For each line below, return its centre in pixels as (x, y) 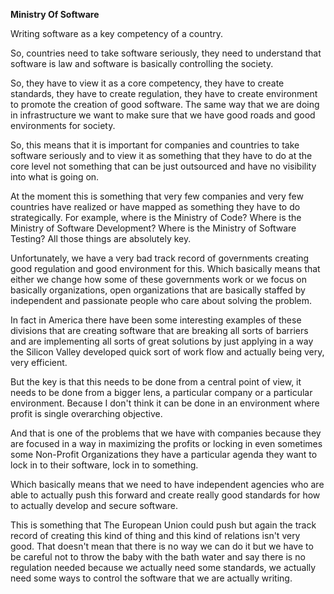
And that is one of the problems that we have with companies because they (166, 433)
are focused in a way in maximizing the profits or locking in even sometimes (166, 443)
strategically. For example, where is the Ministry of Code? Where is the (156, 217)
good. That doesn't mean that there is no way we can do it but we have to (162, 546)
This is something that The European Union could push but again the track (163, 525)
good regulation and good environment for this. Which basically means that (165, 268)
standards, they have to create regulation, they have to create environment (164, 93)
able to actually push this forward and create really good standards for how (165, 495)
